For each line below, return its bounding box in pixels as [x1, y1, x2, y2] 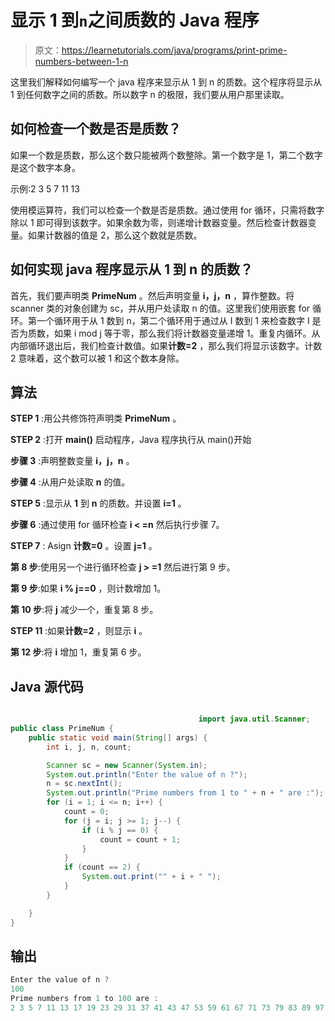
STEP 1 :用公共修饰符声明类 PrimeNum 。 [10, 412, 182, 425]
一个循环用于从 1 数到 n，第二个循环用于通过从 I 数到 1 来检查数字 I [36, 314, 310, 326]
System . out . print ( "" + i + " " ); [81, 872, 222, 882]
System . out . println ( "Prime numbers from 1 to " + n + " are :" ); [46, 788, 325, 798]
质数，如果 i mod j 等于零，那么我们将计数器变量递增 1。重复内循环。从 [27, 327, 321, 339]
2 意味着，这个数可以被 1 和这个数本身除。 [10, 352, 185, 364]
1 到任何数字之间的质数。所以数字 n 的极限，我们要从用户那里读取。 [10, 88, 290, 100]
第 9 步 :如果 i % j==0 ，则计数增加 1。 [10, 582, 167, 595]
